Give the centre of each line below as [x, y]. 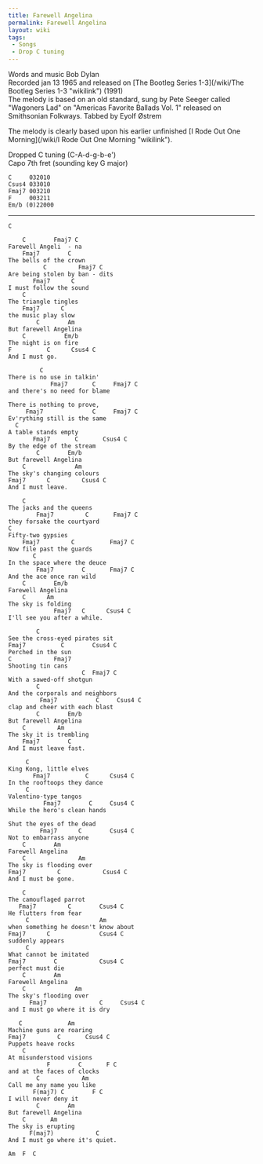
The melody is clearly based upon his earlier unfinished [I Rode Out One [124, 131]
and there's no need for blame [59, 391]
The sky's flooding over [49, 996]
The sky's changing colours [54, 474]
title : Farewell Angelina [50, 15]
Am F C [22, 1154]
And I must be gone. [42, 879]
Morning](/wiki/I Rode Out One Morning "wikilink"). [90, 139]
